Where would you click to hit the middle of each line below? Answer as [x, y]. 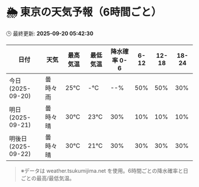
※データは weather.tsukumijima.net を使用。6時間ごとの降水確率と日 [104, 170]
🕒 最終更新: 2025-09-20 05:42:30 [50, 33]
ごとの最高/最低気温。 [48, 178]
